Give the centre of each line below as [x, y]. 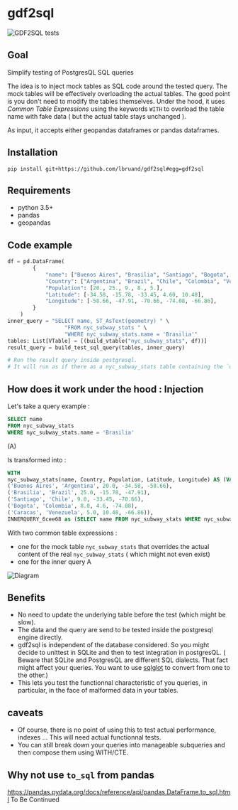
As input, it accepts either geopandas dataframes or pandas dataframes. [113, 130]
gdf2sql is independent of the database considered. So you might [113, 645]
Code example [40, 245]
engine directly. [40, 637]
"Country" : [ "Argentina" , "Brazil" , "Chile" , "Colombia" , [132, 281]
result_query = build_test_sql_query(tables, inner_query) [96, 347]
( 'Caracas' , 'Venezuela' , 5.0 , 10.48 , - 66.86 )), [80, 512]
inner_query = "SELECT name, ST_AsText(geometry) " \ [89, 321]
